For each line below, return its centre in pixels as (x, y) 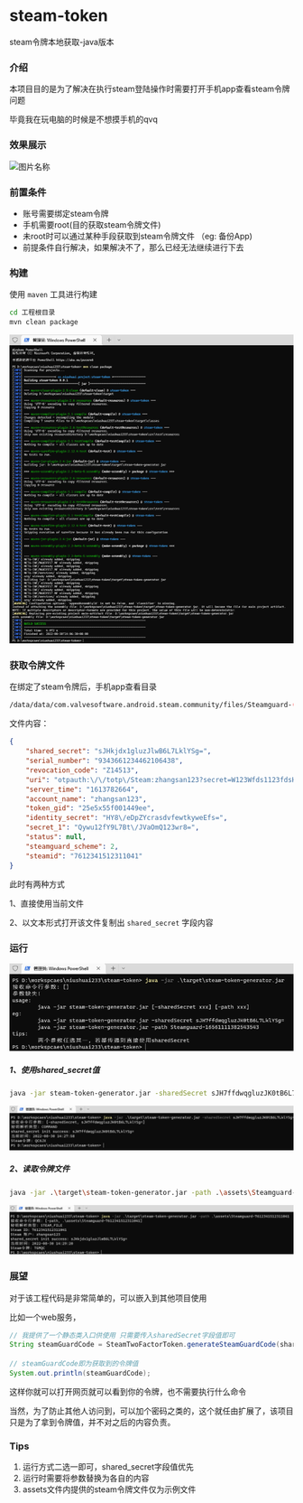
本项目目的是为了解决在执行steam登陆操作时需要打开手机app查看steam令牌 (150, 89)
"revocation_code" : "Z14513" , (83, 770)
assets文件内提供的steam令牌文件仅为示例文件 (109, 1489)
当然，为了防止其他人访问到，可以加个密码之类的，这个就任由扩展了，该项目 (151, 1411)
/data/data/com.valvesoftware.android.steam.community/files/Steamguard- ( (153, 705)
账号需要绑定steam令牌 (66, 214)
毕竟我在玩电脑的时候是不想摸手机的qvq (83, 119)
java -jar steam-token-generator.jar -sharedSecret (108, 1094)
